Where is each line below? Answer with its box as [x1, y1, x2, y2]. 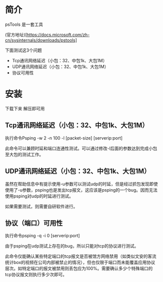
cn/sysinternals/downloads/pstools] [5, 37, 77, 43]
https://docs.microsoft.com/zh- [26, 32, 90, 37]
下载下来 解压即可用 [5, 106, 45, 111]
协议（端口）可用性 [5, 219, 63, 227]
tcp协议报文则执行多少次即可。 [5, 272, 67, 278]
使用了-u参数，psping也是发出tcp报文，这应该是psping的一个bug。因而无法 [5, 187, 158, 193]
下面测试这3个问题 [5, 47, 42, 53]
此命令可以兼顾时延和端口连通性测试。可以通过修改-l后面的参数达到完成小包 [5, 145, 157, 151]
